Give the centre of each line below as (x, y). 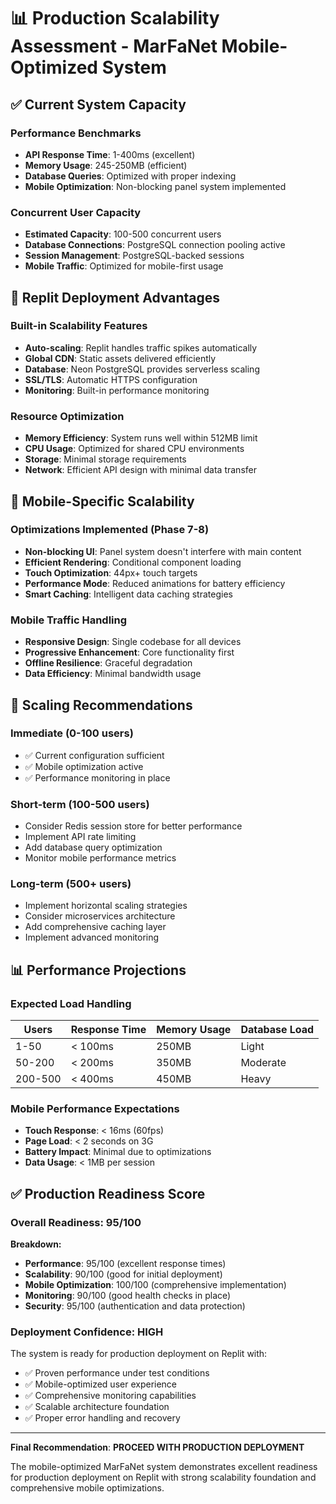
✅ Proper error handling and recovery (102, 1418)
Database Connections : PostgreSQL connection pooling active (155, 245)
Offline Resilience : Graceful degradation (108, 663)
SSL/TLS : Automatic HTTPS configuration (111, 379)
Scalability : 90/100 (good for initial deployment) (123, 1274)
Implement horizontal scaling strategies (106, 906)
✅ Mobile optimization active (84, 766)
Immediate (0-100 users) (72, 733)
